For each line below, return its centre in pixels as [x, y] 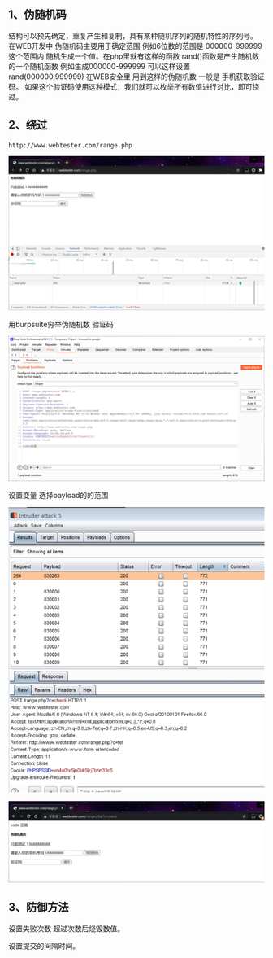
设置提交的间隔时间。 [44, 946]
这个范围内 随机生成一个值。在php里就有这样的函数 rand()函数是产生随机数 [134, 56]
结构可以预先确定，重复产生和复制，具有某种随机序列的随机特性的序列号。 [133, 36]
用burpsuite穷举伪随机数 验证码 [61, 324]
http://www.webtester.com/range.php [70, 145]
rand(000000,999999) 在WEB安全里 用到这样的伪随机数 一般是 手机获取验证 [136, 77]
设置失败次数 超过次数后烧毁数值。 [66, 928]
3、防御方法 [39, 907]
